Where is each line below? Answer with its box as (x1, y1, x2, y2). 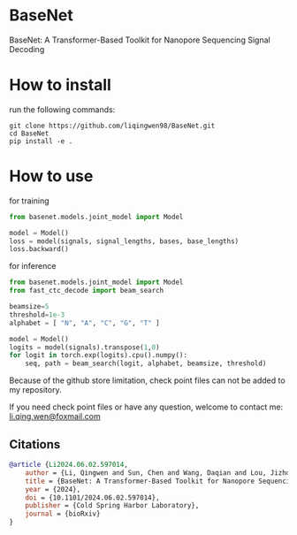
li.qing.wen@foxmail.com (9, 411, 101, 422)
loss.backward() (9, 245, 69, 254)
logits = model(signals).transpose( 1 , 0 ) (9, 342, 161, 352)
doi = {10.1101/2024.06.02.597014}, (25, 493, 161, 502)
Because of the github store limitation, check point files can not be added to (9, 375, 286, 386)
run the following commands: (9, 103, 116, 115)
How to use (9, 166, 94, 187)
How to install (9, 75, 112, 96)
